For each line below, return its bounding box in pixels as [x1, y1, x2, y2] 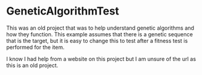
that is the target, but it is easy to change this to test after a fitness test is [6, 37, 188, 44]
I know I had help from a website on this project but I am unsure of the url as [6, 55, 197, 62]
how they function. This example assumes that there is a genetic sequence [6, 30, 194, 37]
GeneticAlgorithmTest [6, 4, 120, 18]
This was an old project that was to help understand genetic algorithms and [6, 24, 195, 31]
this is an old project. [6, 62, 59, 69]
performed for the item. [6, 44, 65, 51]
